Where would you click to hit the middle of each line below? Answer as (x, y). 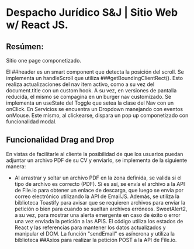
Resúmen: (25, 46)
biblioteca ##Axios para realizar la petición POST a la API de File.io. (96, 240)
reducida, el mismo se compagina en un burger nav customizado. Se (89, 97)
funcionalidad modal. (31, 122)
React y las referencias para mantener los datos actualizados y (90, 227)
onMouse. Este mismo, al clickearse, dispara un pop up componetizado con (97, 115)
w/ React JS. (37, 25)
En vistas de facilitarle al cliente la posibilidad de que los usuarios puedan (95, 154)
